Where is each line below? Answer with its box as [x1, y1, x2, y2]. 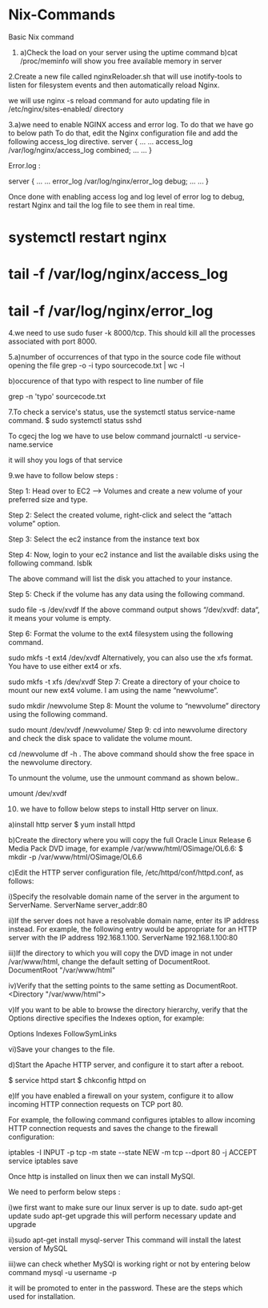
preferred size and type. [8, 495, 88, 505]
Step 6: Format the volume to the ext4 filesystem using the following [8, 629, 234, 638]
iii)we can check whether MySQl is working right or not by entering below [8, 1259, 250, 1269]
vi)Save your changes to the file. [8, 1044, 115, 1054]
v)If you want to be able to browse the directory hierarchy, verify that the [8, 1005, 248, 1015]
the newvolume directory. [8, 758, 93, 767]
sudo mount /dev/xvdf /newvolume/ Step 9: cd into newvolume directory [8, 725, 248, 734]
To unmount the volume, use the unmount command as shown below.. [8, 773, 240, 783]
